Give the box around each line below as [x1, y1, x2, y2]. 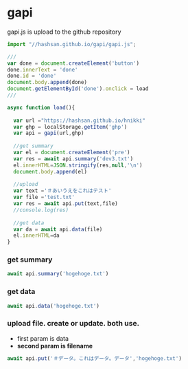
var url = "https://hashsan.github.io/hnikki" [13, 117, 146, 124]
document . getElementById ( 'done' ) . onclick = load [7, 85, 149, 92]
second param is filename [16, 341, 93, 350]
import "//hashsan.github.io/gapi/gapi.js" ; [7, 41, 137, 48]
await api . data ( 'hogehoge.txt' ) [7, 302, 99, 309]
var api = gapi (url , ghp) [13, 129, 84, 137]
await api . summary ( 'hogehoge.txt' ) [7, 271, 109, 277]
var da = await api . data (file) [13, 226, 103, 233]
